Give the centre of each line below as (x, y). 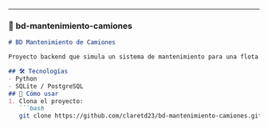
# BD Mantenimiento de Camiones (62, 42)
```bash (32, 109)
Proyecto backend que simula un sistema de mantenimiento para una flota (134, 57)
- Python (23, 78)
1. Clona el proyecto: (46, 101)
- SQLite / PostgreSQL (46, 86)
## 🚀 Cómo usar (33, 94)
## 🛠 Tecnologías (38, 72)
